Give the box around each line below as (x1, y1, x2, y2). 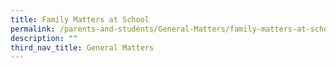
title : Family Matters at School (10, 14, 150, 25)
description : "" (10, 33, 78, 43)
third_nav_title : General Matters (10, 42, 155, 53)
